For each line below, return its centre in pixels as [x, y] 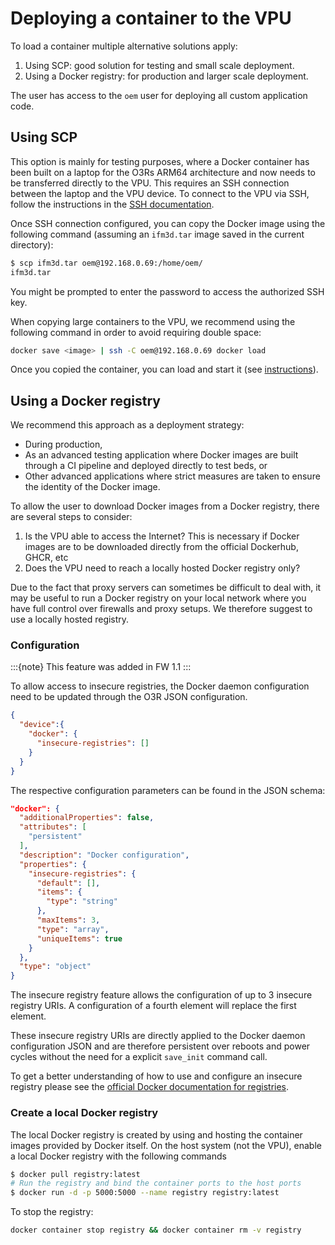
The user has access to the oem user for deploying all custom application [159, 95]
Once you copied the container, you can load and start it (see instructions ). [164, 369]
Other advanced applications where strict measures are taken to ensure [172, 476]
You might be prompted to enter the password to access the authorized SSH [167, 291]
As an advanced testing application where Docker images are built [161, 455]
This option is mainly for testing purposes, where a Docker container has [160, 161]
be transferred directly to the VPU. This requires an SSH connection [150, 183]
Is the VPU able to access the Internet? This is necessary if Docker [162, 536]
